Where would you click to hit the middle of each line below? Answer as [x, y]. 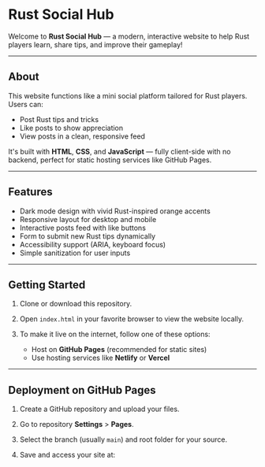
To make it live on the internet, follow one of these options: [115, 334]
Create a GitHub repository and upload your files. [99, 409]
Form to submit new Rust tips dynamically [88, 236]
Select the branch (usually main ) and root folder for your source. [123, 439]
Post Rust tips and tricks [59, 119]
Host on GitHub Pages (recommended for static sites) [119, 350]
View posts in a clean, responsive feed [82, 136]
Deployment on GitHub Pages [82, 390]
